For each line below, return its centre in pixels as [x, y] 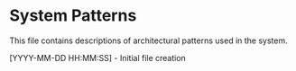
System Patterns [73, 16]
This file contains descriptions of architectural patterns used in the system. [149, 40]
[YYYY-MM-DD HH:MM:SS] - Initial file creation [98, 58]
